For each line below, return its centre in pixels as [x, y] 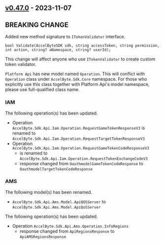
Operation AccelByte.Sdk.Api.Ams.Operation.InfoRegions [70, 226]
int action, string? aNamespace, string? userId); [58, 50]
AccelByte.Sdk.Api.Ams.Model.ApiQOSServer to [59, 202]
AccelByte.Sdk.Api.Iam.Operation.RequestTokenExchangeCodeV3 [83, 159]
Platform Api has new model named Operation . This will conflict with [75, 74]
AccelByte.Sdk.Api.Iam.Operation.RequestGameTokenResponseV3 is [79, 128]
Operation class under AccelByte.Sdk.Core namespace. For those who [76, 79]
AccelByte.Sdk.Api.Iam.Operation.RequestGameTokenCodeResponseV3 [81, 148]
